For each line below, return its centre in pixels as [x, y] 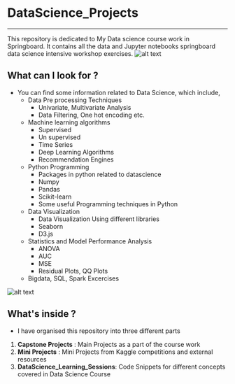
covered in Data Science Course [64, 374]
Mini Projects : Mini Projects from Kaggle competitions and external [115, 352]
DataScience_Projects [73, 13]
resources [32, 359]
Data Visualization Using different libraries [99, 219]
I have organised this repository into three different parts [99, 331]
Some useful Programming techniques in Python [108, 204]
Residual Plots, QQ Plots [73, 271]
